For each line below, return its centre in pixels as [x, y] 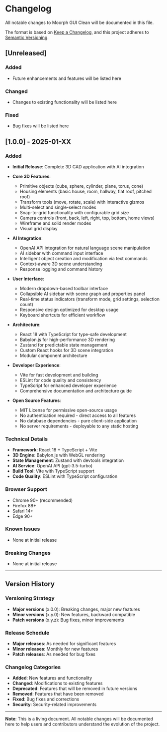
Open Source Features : [37, 400]
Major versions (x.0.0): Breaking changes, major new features [76, 609]
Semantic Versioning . [27, 37]
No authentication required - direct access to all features [78, 415]
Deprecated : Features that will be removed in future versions [75, 689]
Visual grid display [39, 228]
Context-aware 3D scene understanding [61, 264]
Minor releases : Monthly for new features [55, 649]
